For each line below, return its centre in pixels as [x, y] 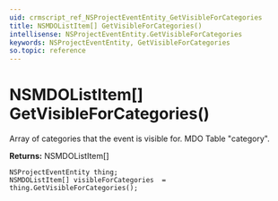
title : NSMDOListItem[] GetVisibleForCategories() [106, 26]
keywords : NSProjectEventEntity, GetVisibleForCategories [120, 42]
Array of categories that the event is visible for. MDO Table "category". [140, 138]
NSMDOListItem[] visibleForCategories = [88, 180]
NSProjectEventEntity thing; [64, 172]
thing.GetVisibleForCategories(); [74, 188]
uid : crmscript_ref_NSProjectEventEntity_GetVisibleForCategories [136, 17]
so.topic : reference [48, 51]
